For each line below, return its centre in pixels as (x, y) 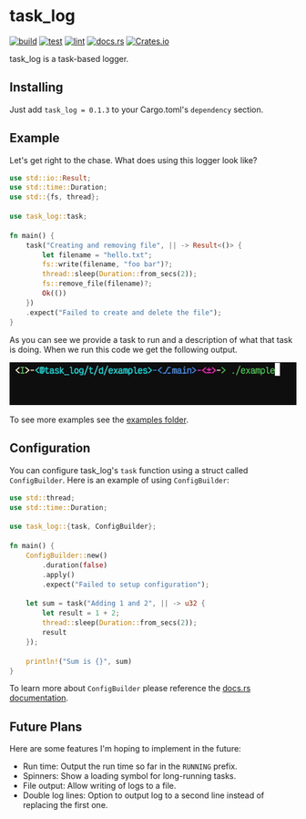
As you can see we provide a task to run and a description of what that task (151, 339)
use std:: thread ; (42, 498)
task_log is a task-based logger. (69, 58)
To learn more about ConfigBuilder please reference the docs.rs (130, 689)
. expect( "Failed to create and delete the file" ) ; (124, 312)
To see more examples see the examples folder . (99, 420)
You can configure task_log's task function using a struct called (129, 470)
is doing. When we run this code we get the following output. (124, 349)
